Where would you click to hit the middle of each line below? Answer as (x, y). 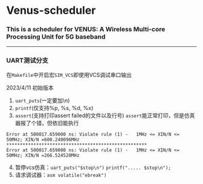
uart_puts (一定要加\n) (42, 100)
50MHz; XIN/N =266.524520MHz (43, 155)
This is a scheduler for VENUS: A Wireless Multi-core (86, 29)
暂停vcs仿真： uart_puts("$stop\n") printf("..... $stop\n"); (93, 167)
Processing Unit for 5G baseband (56, 37)
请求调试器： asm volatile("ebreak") (61, 174)
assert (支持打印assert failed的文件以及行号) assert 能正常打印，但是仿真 (105, 115)
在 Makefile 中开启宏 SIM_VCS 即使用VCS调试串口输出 (69, 75)
